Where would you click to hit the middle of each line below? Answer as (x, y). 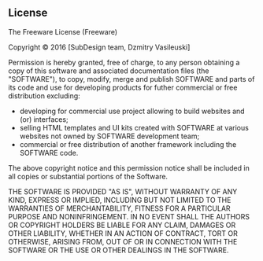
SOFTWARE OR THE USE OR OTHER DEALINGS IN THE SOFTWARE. (119, 250)
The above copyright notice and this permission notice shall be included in (129, 167)
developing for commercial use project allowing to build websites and (132, 111)
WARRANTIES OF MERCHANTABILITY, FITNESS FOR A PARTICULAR (119, 208)
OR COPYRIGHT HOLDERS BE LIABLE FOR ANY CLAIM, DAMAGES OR (122, 225)
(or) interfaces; (44, 119)
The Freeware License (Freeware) (63, 31)
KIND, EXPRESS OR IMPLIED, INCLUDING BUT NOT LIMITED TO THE (120, 200)
